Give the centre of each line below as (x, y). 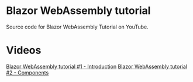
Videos (24, 50)
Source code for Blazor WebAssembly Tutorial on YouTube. (77, 27)
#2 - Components (27, 72)
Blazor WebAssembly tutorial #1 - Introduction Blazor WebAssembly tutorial (96, 66)
